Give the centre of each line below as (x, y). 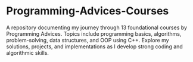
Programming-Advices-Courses (88, 11)
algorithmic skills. (28, 52)
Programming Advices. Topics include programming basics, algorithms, (94, 33)
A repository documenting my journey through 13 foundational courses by (97, 27)
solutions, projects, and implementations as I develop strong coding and (94, 46)
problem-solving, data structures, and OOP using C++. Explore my (88, 40)
